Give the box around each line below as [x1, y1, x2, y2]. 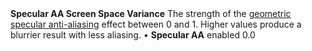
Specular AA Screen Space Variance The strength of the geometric [10, 8, 292, 19]
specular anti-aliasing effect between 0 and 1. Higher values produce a [10, 18, 302, 30]
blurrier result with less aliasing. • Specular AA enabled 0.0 [10, 29, 256, 41]
